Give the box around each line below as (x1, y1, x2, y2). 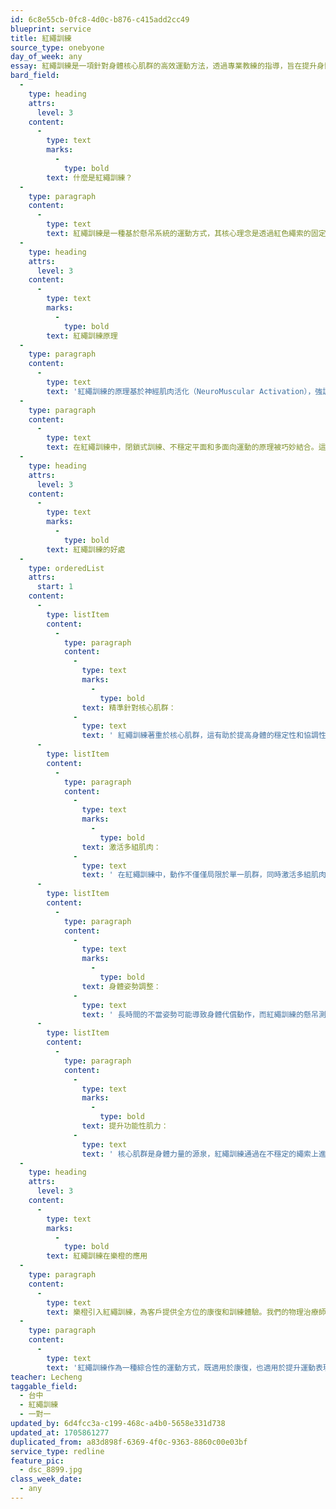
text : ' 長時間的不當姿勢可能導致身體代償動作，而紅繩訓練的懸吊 (81, 1009, 319, 1020)
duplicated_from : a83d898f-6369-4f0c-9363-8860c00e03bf (10, 1437, 248, 1447)
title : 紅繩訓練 (10, 33, 72, 43)
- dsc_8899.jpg (19, 1465, 83, 1475)
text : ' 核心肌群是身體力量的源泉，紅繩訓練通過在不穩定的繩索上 (81, 1149, 319, 1159)
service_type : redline (10, 1446, 105, 1456)
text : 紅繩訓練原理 (46, 331, 118, 341)
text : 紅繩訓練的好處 (46, 544, 126, 555)
